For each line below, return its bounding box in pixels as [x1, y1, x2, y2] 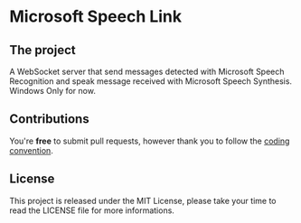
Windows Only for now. [9, 86, 97, 96]
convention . [9, 144, 54, 155]
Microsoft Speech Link [9, 6, 183, 27]
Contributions [9, 111, 89, 127]
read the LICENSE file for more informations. [9, 205, 174, 216]
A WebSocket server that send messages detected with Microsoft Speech [9, 66, 285, 77]
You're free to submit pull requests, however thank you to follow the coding [9, 135, 290, 146]
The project [9, 42, 76, 58]
